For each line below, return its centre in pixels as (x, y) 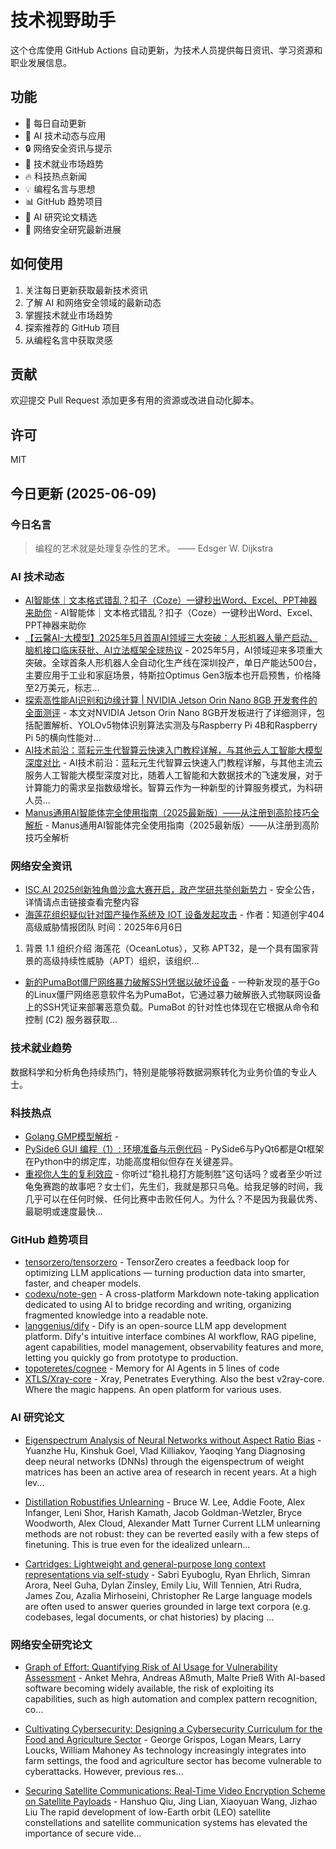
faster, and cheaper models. (83, 1283)
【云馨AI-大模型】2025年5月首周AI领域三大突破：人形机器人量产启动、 (171, 638)
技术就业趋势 (41, 1048)
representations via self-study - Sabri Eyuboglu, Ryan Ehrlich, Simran (167, 1574)
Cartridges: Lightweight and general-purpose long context (145, 1563)
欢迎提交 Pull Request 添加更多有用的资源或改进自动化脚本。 (135, 400)
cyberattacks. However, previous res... (104, 1771)
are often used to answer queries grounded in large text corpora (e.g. (168, 1606)
